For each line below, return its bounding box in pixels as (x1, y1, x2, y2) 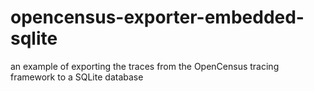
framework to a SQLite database (10, 71, 144, 83)
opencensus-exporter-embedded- (10, 6, 305, 29)
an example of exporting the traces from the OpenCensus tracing (10, 60, 280, 72)
